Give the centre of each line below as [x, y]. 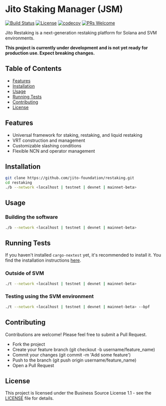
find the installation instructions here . [43, 260]
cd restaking [19, 183]
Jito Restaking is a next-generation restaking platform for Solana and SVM [81, 32]
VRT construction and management [49, 140]
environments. [20, 38]
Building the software [32, 217]
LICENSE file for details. [30, 399]
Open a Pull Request [33, 365]
